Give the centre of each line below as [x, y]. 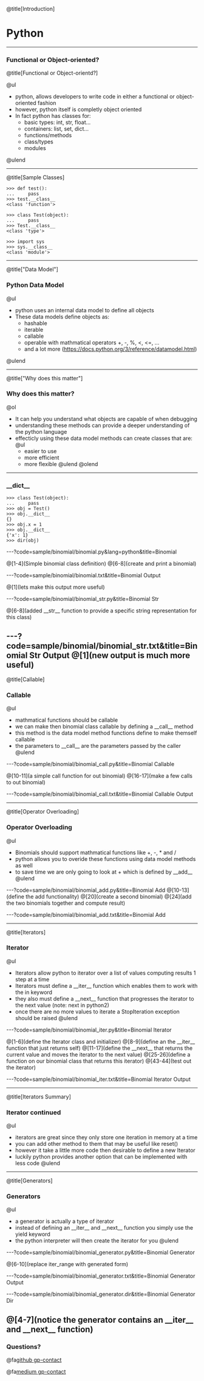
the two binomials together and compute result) [66, 903]
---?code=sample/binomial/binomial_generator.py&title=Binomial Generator [101, 1252]
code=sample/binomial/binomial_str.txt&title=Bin [102, 646]
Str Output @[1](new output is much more [110, 655]
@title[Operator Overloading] [43, 812]
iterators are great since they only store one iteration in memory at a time [106, 1137]
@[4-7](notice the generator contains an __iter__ [100, 1320]
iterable [34, 329]
